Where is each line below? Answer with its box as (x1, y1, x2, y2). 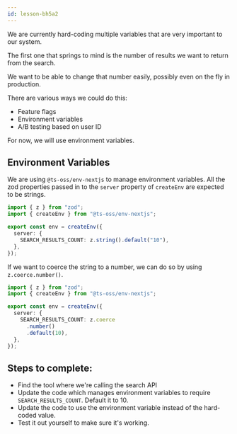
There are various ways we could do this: (7, 93, 127, 102)
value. (37, 411, 56, 420)
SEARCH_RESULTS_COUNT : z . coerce (20, 316, 115, 324)
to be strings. (7, 190, 46, 199)
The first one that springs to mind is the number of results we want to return (7, 51, 229, 59)
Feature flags (17, 107, 57, 115)
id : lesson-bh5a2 (7, 10, 59, 18)
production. (7, 79, 41, 88)
